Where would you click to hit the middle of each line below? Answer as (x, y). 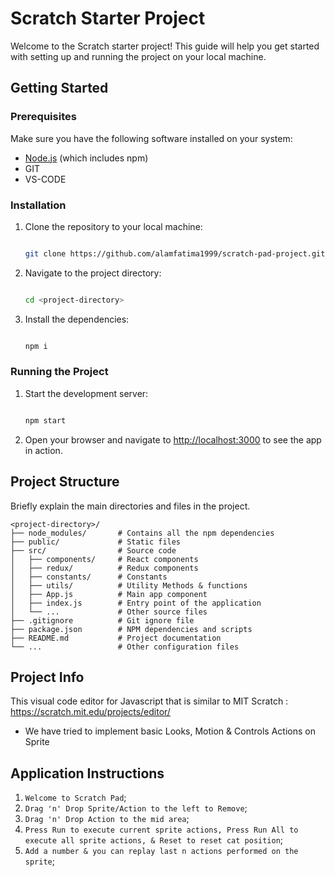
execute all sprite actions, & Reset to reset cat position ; (154, 840)
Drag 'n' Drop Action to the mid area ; (107, 819)
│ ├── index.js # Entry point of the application (136, 603)
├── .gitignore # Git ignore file (102, 620)
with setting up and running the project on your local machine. (138, 56)
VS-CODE (45, 179)
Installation (38, 205)
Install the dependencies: (77, 319)
